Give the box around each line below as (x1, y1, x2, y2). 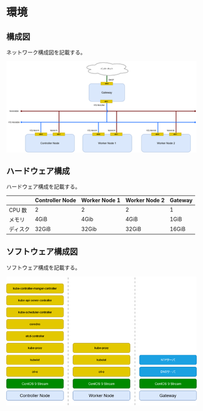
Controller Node (35, 197, 77, 204)
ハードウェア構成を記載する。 (6, 183, 80, 190)
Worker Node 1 (81, 197, 121, 204)
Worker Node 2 (125, 197, 165, 204)
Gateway (169, 197, 193, 204)
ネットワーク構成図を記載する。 (6, 49, 86, 56)
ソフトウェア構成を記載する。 (6, 264, 80, 271)
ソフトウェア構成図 (6, 246, 78, 257)
